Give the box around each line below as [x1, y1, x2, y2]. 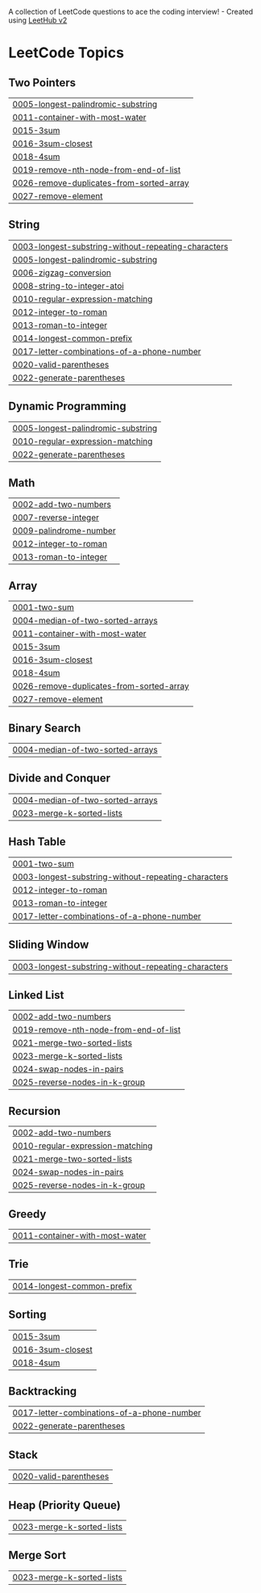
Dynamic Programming [8, 400, 126, 413]
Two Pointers [8, 76, 77, 90]
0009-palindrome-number [12, 525, 116, 536]
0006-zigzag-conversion [12, 266, 111, 278]
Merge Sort [8, 1549, 67, 1562]
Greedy [8, 1207, 47, 1221]
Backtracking [8, 1384, 77, 1398]
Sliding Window [8, 938, 89, 952]
